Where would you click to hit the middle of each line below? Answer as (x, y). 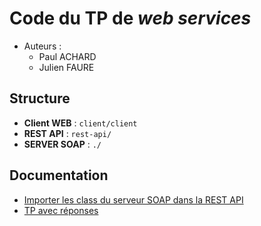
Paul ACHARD (67, 56)
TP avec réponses (61, 210)
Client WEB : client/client (80, 123)
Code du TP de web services (130, 18)
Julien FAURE (66, 67)
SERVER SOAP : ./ (62, 144)
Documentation (59, 175)
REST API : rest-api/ (67, 133)
